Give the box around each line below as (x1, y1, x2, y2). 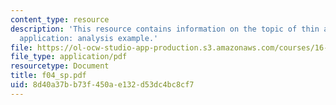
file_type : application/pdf (10, 52, 128, 62)
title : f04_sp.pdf (10, 71, 87, 81)
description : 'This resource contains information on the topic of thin (10, 24, 320, 34)
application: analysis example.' (19, 33, 159, 43)
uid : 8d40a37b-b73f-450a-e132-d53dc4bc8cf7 (10, 80, 195, 90)
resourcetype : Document (10, 61, 110, 71)
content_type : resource (10, 14, 110, 25)
